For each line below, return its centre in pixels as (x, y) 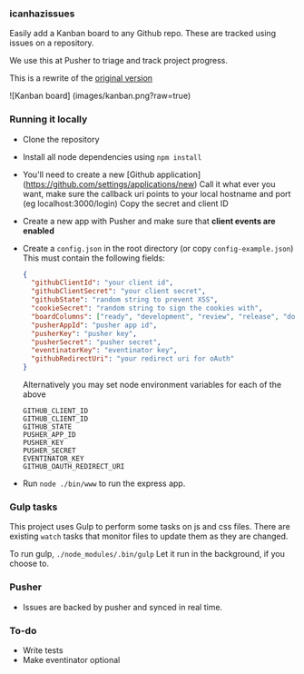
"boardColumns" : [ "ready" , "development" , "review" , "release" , (155, 316)
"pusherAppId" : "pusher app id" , (94, 325)
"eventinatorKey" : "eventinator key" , (104, 351)
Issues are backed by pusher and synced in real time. (123, 607)
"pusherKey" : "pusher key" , (84, 333)
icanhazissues (42, 14)
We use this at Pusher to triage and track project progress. (119, 61)
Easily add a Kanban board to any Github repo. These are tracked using (143, 34)
